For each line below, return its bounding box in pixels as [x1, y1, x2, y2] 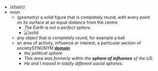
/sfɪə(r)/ [9, 4, 26, 10]
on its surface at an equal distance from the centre [16, 19, 118, 25]
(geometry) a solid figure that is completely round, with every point [16, 14, 150, 20]
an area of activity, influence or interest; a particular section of [16, 40, 141, 45]
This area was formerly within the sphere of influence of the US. [24, 56, 154, 61]
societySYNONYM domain [16, 45, 70, 51]
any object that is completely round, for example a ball [16, 35, 125, 41]
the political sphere [24, 50, 63, 56]
